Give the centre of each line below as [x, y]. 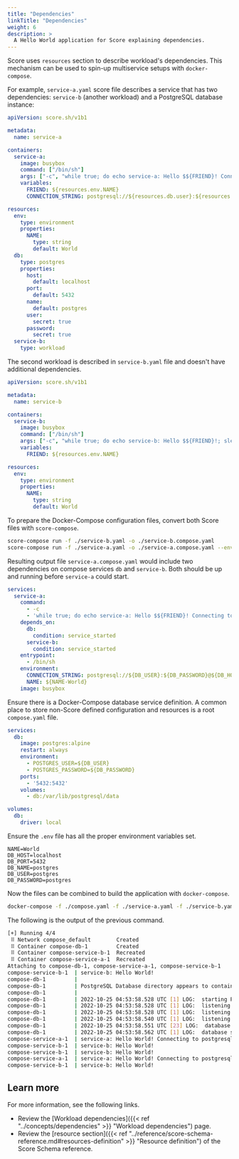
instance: [21, 105]
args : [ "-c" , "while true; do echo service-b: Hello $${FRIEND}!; [121, 441]
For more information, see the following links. [74, 1104]
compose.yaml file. [33, 717]
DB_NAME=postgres [33, 868]
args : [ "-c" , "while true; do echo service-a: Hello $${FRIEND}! [119, 176]
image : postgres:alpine [55, 743]
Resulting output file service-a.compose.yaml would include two [100, 561]
